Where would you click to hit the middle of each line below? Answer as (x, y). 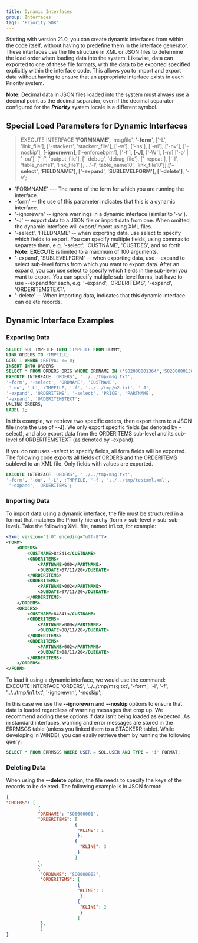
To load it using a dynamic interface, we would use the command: (86, 680)
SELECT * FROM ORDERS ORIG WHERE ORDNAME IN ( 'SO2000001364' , (84, 371)
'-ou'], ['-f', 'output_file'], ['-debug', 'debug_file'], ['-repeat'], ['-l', (99, 159)
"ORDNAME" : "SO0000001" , (68, 814)
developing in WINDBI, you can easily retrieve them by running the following (98, 735)
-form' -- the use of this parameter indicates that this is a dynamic (95, 202)
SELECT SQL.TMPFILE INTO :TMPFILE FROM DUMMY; (64, 349)
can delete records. (38, 302)
